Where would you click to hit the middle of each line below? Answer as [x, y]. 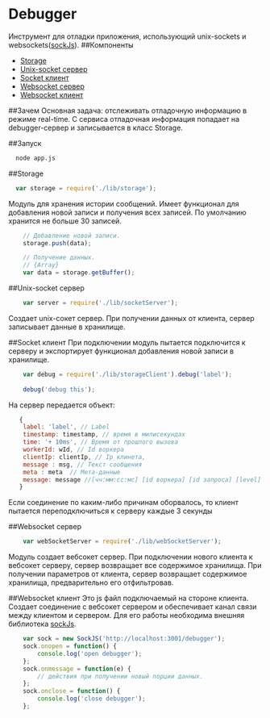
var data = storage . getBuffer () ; [79, 273]
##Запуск [25, 143]
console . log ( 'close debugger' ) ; [92, 699]
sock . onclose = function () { [72, 691]
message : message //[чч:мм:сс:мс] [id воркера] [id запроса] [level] [142, 480]
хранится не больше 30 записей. [65, 221]
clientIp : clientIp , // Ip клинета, [85, 457]
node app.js [36, 158]
